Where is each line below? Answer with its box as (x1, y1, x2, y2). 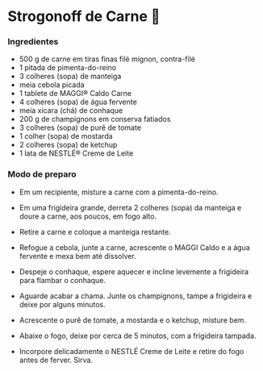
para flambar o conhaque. (19, 275, 106, 285)
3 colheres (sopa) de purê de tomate (19, 123, 142, 132)
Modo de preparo (7, 169, 77, 180)
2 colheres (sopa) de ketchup (19, 140, 118, 150)
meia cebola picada (19, 80, 86, 90)
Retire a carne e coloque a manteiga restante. (19, 227, 171, 236)
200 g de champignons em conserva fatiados (19, 115, 171, 124)
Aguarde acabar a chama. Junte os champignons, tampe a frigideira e (19, 290, 253, 301)
